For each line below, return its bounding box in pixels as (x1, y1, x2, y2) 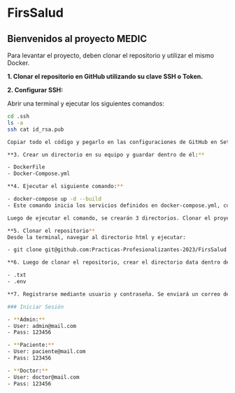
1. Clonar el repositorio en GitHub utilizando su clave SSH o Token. (7, 72, 204, 80)
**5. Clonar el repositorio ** (7, 227, 96, 234)
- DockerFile (7, 164, 45, 171)
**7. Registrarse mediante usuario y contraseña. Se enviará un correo (7, 290, 220, 298)
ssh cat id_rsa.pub (7, 126, 64, 133)
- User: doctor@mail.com (7, 373, 80, 380)
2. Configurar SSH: (7, 86, 64, 94)
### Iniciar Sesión (7, 303, 64, 310)
